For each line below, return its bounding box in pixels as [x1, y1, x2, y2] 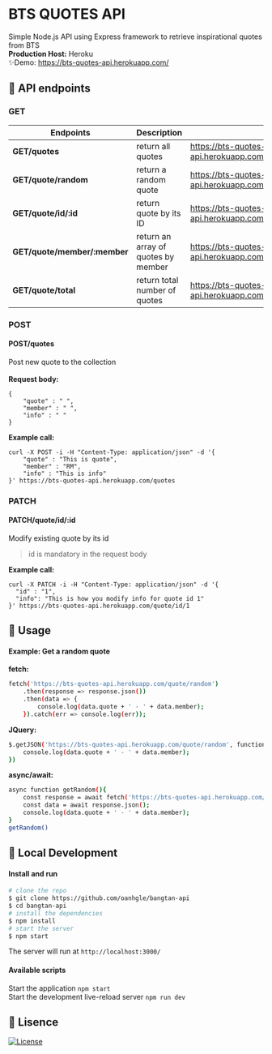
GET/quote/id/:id [12, 208, 79, 219]
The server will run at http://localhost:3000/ [8, 946, 161, 957]
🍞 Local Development [8, 846, 118, 860]
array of [136, 241, 167, 252]
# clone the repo [8, 887, 67, 895]
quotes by [136, 251, 175, 262]
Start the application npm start [8, 983, 111, 993]
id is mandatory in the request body [28, 549, 147, 559]
